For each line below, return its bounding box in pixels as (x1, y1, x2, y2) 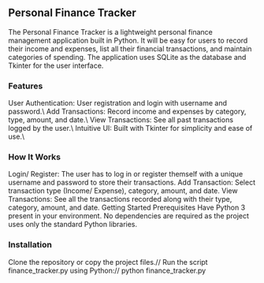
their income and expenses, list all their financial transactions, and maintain (8, 43, 252, 54)
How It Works (8, 151, 61, 162)
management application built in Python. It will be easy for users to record (8, 35, 248, 45)
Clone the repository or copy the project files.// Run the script (8, 257, 208, 266)
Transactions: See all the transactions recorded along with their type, (8, 195, 232, 204)
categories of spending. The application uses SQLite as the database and (8, 52, 247, 61)
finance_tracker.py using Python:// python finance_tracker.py (8, 266, 206, 275)
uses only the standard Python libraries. (8, 220, 138, 229)
